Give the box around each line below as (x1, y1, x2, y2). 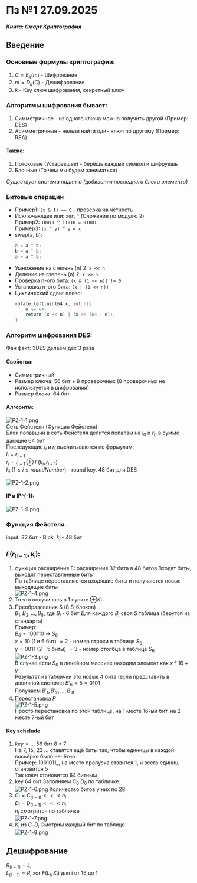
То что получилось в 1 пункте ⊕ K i (14, 596, 102, 604)
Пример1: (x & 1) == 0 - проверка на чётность (14, 206, 133, 213)
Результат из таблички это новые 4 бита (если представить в (14, 673, 170, 681)
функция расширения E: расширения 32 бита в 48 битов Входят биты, (14, 564, 192, 571)
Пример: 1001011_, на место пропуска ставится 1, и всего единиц (14, 759, 179, 766)
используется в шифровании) (14, 384, 90, 391)
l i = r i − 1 (6, 451, 25, 459)
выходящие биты (14, 583, 58, 590)
